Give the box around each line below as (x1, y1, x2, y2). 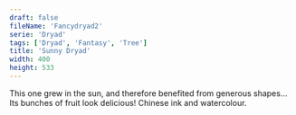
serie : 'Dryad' (9, 30, 67, 39)
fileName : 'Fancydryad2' (9, 22, 103, 31)
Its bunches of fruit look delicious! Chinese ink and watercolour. (9, 97, 247, 108)
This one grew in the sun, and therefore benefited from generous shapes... (9, 87, 288, 99)
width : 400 (9, 55, 51, 64)
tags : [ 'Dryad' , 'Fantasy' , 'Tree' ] (9, 38, 148, 48)
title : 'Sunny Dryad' (9, 47, 91, 56)
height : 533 (9, 64, 54, 73)
